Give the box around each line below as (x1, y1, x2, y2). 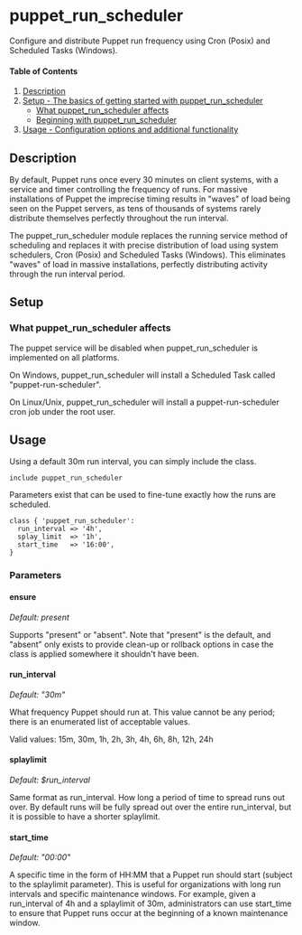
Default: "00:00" (9, 852, 71, 863)
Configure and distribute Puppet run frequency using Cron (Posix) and (9, 35, 270, 46)
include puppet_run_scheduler (9, 473, 124, 483)
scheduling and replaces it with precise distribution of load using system (9, 239, 279, 250)
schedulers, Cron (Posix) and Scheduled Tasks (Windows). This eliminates (9, 249, 286, 260)
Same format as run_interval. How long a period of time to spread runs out (9, 791, 286, 802)
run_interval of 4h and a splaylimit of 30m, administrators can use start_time (9, 898, 292, 909)
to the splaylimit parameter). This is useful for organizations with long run (9, 879, 281, 890)
